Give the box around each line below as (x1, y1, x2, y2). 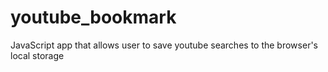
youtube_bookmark (10, 6, 177, 29)
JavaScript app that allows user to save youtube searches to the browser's (10, 39, 318, 51)
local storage (10, 49, 65, 61)
